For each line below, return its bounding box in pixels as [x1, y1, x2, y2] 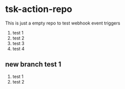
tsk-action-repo [5, 3, 72, 15]
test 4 [12, 45, 25, 51]
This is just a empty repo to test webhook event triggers [5, 20, 120, 26]
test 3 [12, 40, 24, 46]
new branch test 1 [5, 60, 61, 68]
